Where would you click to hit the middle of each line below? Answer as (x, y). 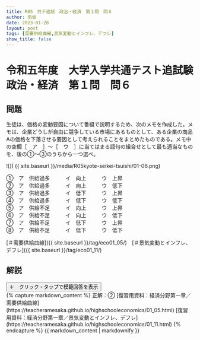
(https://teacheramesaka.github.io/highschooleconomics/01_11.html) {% (93, 324)
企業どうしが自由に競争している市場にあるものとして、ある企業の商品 (107, 132)
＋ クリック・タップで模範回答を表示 (54, 287)
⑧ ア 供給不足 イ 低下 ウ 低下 (64, 230)
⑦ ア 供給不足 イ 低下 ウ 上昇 (64, 223)
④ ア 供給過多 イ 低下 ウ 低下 (64, 200)
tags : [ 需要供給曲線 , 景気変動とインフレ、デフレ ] (60, 34)
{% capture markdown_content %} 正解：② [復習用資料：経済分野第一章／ (99, 295)
